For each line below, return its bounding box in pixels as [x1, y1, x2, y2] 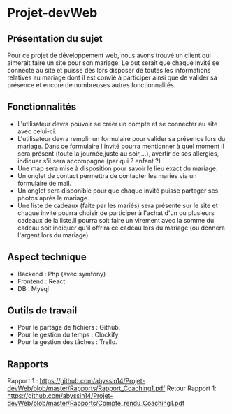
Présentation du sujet [7, 33, 103, 45]
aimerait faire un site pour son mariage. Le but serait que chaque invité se [7, 59, 219, 67]
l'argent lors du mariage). [17, 230, 91, 239]
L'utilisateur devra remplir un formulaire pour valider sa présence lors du [17, 134, 226, 142]
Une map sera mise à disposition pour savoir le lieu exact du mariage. [17, 164, 218, 172]
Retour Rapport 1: [166, 384, 217, 392]
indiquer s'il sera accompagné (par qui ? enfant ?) [17, 156, 161, 165]
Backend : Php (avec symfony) [17, 269, 106, 278]
